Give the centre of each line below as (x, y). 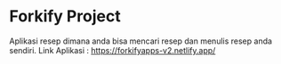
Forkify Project (65, 16)
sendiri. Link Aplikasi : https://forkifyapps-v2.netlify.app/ (112, 50)
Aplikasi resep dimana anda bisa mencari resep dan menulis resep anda (141, 41)
